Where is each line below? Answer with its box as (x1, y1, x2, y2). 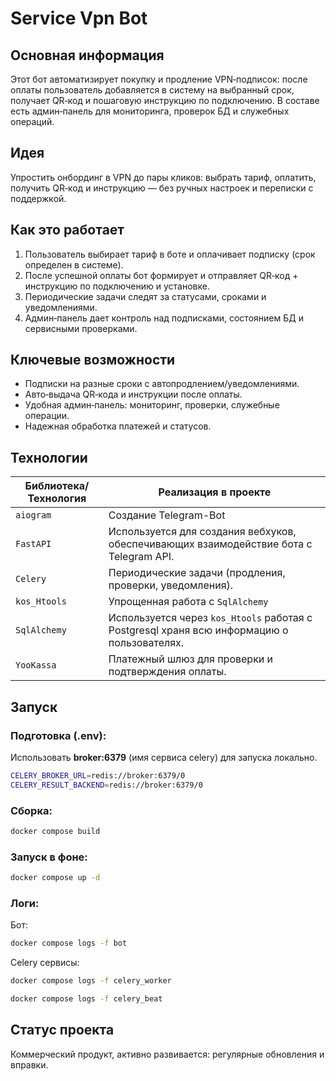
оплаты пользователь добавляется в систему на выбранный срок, (10, 84, 295, 96)
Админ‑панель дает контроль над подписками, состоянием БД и (24, 312, 304, 324)
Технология (27, 492, 87, 506)
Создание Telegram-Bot (108, 508, 226, 522)
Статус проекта (10, 1022, 115, 1039)
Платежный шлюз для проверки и (108, 652, 274, 666)
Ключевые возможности (10, 352, 176, 369)
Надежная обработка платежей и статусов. (24, 420, 212, 432)
